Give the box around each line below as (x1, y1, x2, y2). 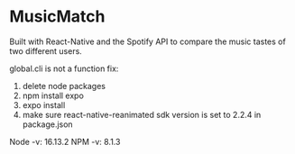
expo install (22, 99, 66, 110)
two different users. (9, 45, 83, 56)
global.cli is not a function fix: (9, 63, 119, 74)
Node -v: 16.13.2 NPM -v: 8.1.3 (9, 136, 121, 147)
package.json (22, 119, 74, 130)
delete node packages (22, 80, 106, 91)
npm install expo (22, 90, 84, 101)
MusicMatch (9, 6, 106, 27)
